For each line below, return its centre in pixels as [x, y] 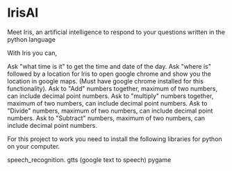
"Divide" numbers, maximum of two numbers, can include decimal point [110, 111]
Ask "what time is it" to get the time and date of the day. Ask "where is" [109, 66]
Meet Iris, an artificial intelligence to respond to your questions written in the [116, 32]
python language [31, 39]
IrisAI [23, 13]
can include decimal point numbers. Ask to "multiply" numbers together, [110, 96]
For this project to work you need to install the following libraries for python [115, 139]
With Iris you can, [32, 53]
